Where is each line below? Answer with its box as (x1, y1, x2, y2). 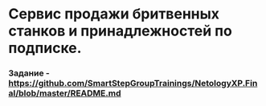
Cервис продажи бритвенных (8, 5, 219, 23)
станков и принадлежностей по (8, 22, 233, 40)
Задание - (8, 67, 50, 79)
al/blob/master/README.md (8, 88, 121, 99)
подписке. (8, 39, 82, 57)
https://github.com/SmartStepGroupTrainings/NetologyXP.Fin (8, 78, 258, 89)
